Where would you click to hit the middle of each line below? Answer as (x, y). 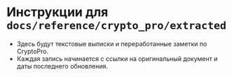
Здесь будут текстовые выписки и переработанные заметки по (112, 43)
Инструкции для (57, 12)
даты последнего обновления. (62, 66)
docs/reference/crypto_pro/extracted (117, 26)
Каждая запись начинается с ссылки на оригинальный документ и (117, 58)
